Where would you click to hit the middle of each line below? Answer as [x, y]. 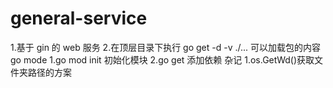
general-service [79, 18]
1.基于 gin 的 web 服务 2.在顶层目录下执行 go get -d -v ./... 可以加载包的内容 [166, 47]
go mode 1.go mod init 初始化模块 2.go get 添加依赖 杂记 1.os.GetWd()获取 [162, 59]
